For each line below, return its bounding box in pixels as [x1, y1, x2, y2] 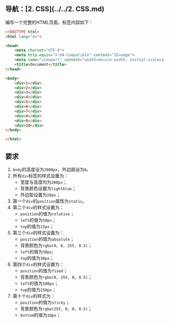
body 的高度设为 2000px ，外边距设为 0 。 [12, 167, 91, 172]
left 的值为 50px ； [20, 217, 57, 223]
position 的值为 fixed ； [20, 268, 68, 273]
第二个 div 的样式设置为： [12, 205, 64, 210]
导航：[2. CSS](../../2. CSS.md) [5, 5, 105, 14]
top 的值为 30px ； [20, 255, 54, 261]
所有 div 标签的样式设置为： [12, 173, 69, 179]
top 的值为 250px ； [20, 287, 57, 293]
